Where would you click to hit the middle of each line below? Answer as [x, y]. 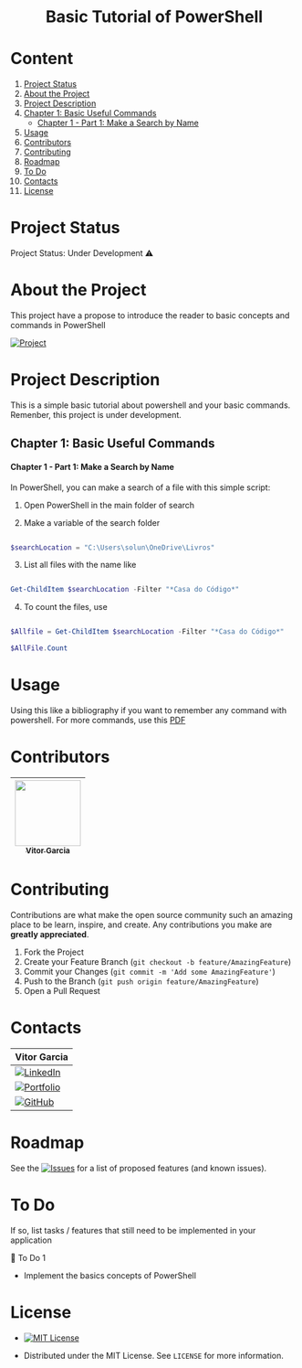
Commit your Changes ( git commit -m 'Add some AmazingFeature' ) [150, 971]
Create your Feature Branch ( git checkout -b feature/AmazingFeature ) [157, 961]
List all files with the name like [80, 565]
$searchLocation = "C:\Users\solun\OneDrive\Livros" [113, 547]
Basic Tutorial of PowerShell [154, 17]
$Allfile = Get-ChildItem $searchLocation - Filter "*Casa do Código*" [147, 632]
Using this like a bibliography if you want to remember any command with [148, 710]
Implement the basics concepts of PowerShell [110, 1275]
